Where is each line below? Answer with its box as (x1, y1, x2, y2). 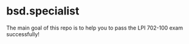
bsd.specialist (6, 4, 80, 18)
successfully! (6, 30, 40, 37)
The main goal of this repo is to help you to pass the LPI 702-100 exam (6, 24, 184, 31)
